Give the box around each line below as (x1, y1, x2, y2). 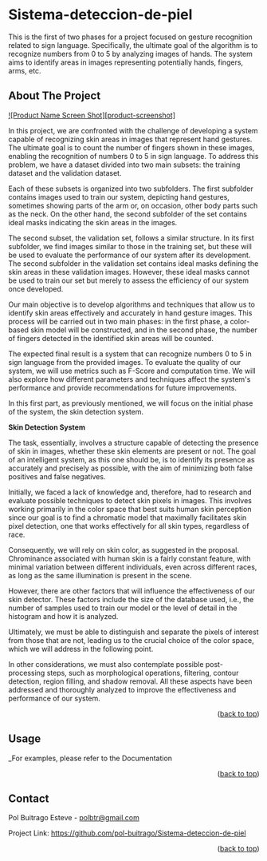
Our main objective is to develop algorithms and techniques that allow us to (8, 300, 255, 309)
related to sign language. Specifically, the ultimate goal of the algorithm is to (8, 40, 258, 50)
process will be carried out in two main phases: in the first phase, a (8, 316, 229, 326)
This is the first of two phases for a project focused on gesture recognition (8, 32, 253, 42)
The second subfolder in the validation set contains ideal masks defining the (8, 258, 259, 268)
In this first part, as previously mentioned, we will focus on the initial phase (8, 398, 253, 408)
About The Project (8, 89, 101, 103)
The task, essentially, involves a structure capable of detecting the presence (8, 438, 259, 447)
